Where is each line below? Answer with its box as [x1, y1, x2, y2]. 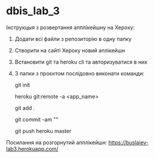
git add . [14, 104, 35, 111]
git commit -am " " [14, 116, 59, 123]
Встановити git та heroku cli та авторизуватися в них [14, 58, 148, 65]
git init [14, 81, 30, 89]
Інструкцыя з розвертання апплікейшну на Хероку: [6, 24, 135, 31]
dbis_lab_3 [6, 4, 60, 18]
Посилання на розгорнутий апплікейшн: [6, 138, 108, 146]
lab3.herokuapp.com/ [6, 145, 59, 152]
